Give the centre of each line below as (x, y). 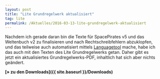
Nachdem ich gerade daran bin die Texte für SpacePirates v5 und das (75, 37)
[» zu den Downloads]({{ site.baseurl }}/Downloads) (59, 72)
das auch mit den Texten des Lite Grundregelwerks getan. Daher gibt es (77, 52)
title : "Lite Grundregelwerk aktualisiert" (50, 14)
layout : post (18, 9)
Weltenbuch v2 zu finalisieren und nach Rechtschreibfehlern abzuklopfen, (79, 42)
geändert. (15, 63)
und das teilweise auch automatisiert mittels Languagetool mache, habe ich (80, 47)
